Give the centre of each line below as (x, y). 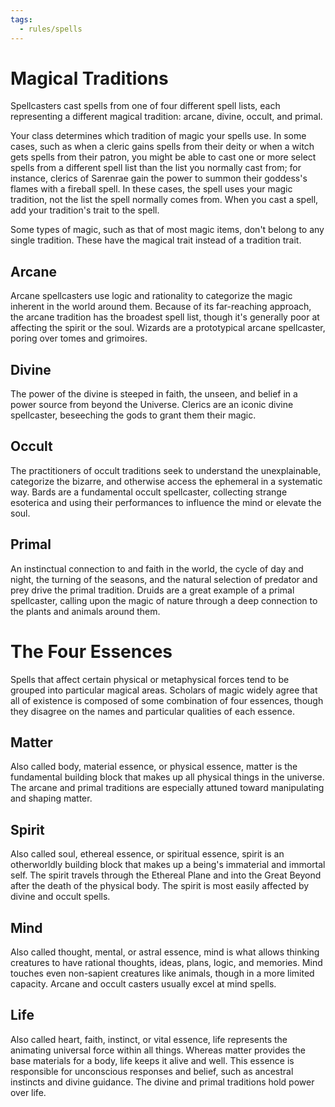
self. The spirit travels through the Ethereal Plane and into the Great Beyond (166, 875)
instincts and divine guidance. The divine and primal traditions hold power (162, 1082)
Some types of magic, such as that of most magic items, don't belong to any (167, 230)
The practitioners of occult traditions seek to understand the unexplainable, (166, 470)
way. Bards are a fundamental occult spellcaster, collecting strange (149, 492)
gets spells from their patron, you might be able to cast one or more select (163, 157)
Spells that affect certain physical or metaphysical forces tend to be (150, 679)
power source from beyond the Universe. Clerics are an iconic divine (152, 405)
